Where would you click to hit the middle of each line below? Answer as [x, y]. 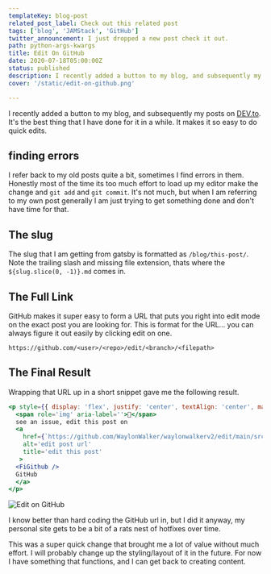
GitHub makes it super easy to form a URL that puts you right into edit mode [134, 316]
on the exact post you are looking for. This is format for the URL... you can [131, 324]
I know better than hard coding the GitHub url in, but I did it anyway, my [127, 520]
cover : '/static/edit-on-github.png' [72, 83]
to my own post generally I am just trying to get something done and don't [131, 201]
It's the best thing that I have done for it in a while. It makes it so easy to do [133, 122]
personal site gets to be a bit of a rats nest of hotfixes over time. [115, 529]
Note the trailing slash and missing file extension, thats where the [117, 263]
